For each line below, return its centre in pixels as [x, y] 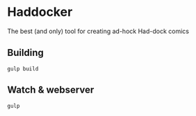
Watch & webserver [51, 90]
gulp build [23, 69]
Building [25, 53]
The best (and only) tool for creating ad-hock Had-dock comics [98, 31]
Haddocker [40, 12]
